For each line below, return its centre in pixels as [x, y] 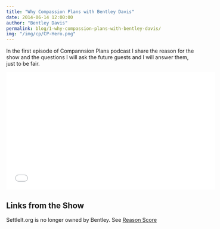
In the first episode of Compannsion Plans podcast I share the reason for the [100, 51]
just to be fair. [23, 64]
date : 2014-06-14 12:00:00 [40, 17]
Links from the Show [45, 205]
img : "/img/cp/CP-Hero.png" [41, 34]
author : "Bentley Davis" [37, 23]
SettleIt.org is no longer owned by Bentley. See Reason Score [81, 219]
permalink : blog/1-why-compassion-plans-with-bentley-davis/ [84, 28]
